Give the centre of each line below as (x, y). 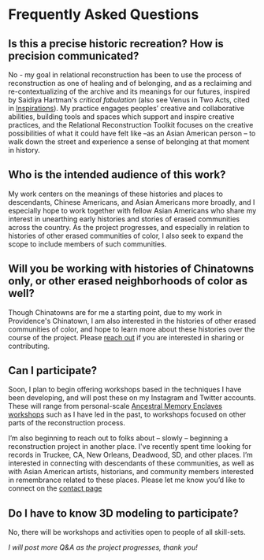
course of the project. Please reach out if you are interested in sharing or (126, 337)
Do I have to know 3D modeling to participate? (123, 513)
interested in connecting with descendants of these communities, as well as (131, 463)
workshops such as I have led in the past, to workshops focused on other (127, 414)
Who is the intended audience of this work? (117, 175)
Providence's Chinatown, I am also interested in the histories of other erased (132, 321)
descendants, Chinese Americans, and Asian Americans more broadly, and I (132, 202)
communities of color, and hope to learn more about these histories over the (132, 329)
